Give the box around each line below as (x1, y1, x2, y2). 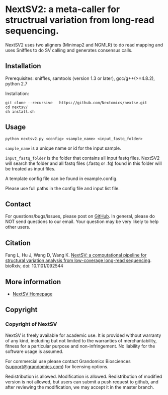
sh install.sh (5, 109, 35, 114)
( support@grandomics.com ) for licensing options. (5, 363, 109, 370)
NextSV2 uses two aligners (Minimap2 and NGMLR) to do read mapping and (5, 41, 163, 48)
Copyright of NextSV (5, 321, 57, 328)
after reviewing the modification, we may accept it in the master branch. (5, 384, 154, 390)
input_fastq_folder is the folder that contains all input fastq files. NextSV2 (5, 155, 160, 161)
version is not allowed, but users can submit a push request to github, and (5, 378, 158, 385)
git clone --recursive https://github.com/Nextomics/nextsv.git (5, 100, 147, 105)
